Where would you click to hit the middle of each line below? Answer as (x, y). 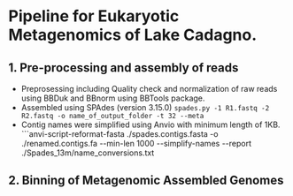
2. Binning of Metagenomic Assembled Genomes (146, 181)
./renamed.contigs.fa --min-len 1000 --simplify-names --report (136, 143)
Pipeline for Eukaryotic (94, 16)
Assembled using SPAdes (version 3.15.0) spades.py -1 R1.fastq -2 (145, 107)
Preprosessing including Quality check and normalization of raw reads (149, 89)
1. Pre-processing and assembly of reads (123, 68)
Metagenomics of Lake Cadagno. (133, 35)
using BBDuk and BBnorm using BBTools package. (113, 98)
